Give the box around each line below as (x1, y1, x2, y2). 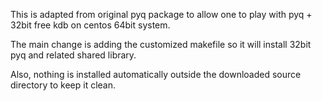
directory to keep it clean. (10, 79, 117, 91)
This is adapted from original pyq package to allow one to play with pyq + (10, 9, 313, 20)
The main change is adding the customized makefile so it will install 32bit (10, 39, 312, 50)
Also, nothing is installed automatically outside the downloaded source (10, 69, 302, 80)
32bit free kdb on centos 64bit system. (10, 19, 171, 31)
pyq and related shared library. (10, 49, 137, 61)
